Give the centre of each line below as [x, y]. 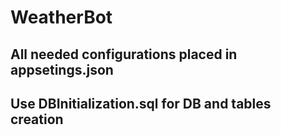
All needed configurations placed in [124, 54]
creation [37, 119]
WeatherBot [61, 17]
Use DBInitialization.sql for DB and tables [141, 103]
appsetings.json [62, 69]
